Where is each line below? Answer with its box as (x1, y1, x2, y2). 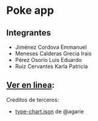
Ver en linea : (6, 80, 55, 90)
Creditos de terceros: (6, 96, 59, 103)
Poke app (6, 4, 54, 17)
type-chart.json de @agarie (15, 108, 84, 115)
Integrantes (6, 28, 51, 38)
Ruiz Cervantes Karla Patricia (15, 63, 88, 70)
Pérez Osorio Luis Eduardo (15, 57, 82, 63)
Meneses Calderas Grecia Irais (15, 50, 92, 57)
